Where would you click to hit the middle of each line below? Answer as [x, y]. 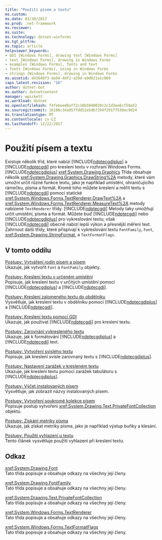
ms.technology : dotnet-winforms [38, 37]
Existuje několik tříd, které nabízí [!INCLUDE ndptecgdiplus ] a [66, 162]
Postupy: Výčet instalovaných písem [42, 386]
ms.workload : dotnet [26, 101]
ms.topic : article [24, 46]
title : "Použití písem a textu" [38, 10]
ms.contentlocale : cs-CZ [30, 119]
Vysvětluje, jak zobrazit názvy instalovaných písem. [57, 392]
